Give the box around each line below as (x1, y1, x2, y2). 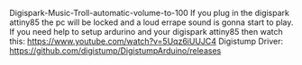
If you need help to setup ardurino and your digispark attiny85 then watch (9, 27, 284, 37)
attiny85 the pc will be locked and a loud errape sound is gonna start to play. (9, 17, 294, 28)
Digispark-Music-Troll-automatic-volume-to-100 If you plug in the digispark (9, 8, 290, 18)
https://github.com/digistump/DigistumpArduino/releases (9, 45, 222, 56)
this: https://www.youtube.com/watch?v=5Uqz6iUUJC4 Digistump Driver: (9, 36, 284, 46)
